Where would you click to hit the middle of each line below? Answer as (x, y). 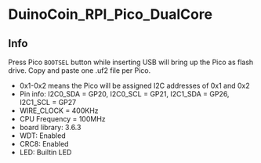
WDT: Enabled (42, 136)
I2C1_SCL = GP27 (48, 102)
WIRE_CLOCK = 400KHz (59, 110)
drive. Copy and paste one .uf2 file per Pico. (80, 71)
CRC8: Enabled (44, 144)
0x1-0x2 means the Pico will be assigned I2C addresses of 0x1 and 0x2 (135, 85)
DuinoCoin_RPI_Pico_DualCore (111, 14)
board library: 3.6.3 (50, 127)
